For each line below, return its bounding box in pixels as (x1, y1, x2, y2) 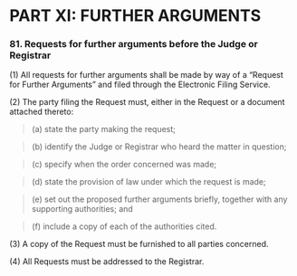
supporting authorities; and (31, 204, 133, 214)
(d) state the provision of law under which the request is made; (31, 176, 267, 187)
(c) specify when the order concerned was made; (31, 159, 217, 170)
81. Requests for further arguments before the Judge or (9, 38, 258, 51)
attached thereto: (9, 106, 74, 118)
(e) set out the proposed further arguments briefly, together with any (31, 194, 288, 205)
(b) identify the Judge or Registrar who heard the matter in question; (31, 141, 287, 152)
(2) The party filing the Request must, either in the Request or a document (9, 97, 285, 108)
